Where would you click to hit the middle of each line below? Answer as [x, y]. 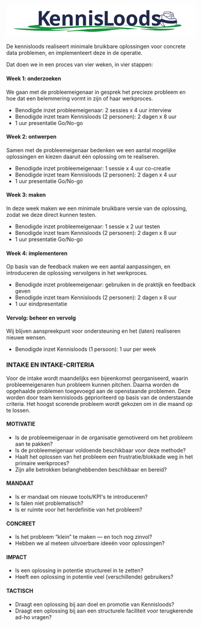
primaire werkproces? [42, 463]
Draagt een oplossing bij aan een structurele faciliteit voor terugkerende [104, 611]
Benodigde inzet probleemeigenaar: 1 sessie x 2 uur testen [87, 226]
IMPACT [17, 557]
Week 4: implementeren [37, 253]
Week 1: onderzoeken [34, 78]
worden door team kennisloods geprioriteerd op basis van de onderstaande [100, 397]
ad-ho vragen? [33, 617]
